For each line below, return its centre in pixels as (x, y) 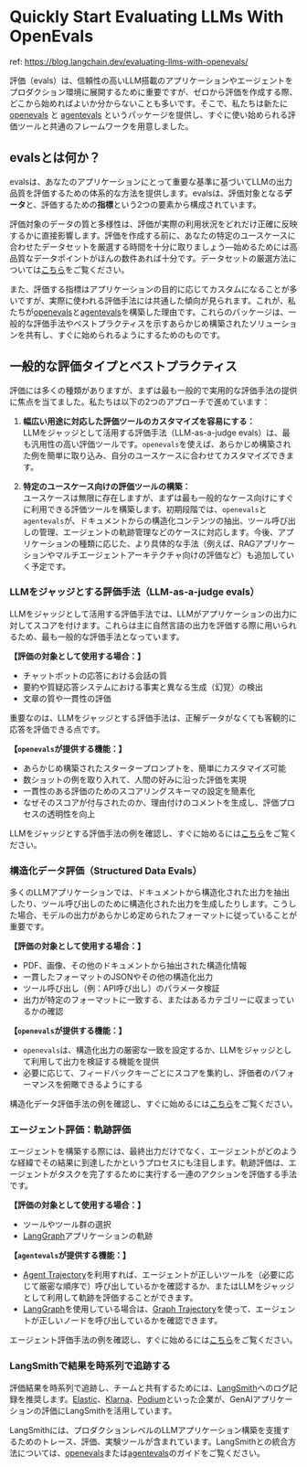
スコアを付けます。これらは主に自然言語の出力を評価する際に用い (157, 625)
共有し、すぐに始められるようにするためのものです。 (125, 335)
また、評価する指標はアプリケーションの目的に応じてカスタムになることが (149, 289)
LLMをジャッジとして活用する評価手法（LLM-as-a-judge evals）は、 (153, 433)
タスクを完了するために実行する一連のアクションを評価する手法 (177, 1174)
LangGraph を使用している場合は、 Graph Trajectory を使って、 (139, 1309)
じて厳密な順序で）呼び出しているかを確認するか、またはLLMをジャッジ (159, 1286)
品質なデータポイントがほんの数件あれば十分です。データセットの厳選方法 (149, 258)
